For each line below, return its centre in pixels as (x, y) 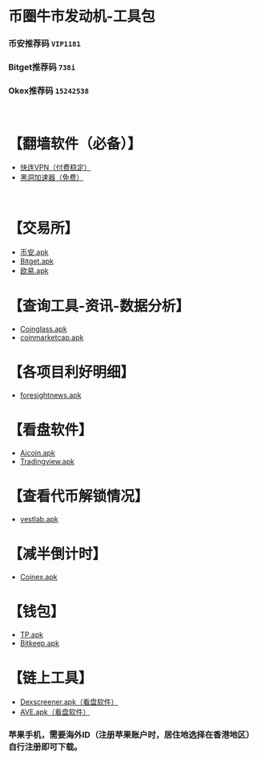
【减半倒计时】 (58, 554)
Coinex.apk (38, 577)
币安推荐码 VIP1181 (45, 43)
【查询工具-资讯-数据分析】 (99, 306)
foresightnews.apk (50, 395)
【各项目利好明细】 (72, 372)
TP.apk (32, 635)
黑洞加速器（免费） (52, 178)
